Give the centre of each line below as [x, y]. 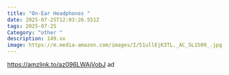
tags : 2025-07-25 [32, 26]
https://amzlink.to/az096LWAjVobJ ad [61, 64]
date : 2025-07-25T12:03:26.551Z [53, 20]
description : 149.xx [37, 39]
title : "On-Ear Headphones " [49, 13]
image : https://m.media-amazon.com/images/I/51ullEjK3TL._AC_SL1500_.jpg [115, 45]
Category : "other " [35, 32]
